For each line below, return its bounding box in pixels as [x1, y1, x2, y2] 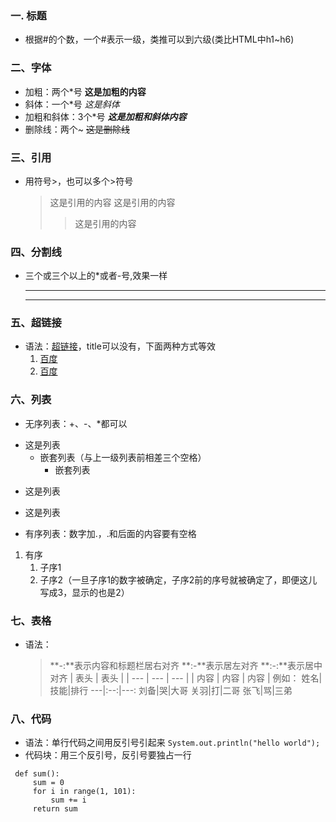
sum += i [50, 795, 87, 806]
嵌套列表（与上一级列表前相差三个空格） [39, 451, 207, 463]
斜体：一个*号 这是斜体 [24, 98, 120, 110]
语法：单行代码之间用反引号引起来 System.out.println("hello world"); [24, 737, 321, 749]
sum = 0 [32, 778, 65, 788]
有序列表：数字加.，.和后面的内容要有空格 [24, 527, 197, 539]
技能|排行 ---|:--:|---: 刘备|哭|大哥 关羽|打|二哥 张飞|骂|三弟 [49, 685, 293, 697]
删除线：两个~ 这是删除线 [24, 123, 130, 135]
